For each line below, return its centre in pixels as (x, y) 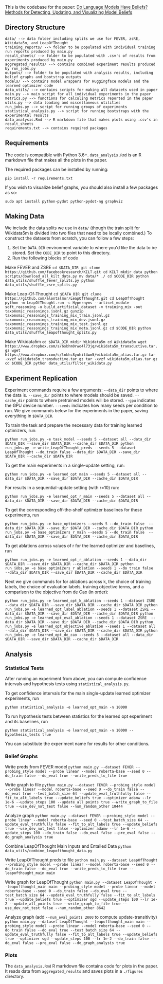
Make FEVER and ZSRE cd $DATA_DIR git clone (53, 268)
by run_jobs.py (20, 68)
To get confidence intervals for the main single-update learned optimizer (78, 693)
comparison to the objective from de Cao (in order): (57, 592)
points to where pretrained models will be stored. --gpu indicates (91, 401)
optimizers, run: (21, 431)
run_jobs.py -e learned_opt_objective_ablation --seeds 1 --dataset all (80, 627)
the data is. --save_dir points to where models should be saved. (69, 395)
